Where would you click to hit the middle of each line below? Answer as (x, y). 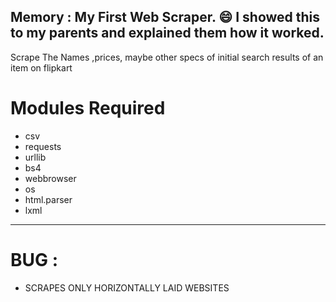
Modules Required (88, 108)
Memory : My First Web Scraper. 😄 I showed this (165, 17)
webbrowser (50, 178)
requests (43, 146)
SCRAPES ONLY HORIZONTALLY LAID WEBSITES (127, 287)
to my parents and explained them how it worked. (167, 33)
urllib (35, 157)
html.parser (48, 199)
